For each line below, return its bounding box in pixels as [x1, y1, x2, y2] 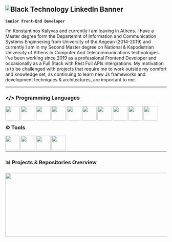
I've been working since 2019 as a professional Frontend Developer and [5, 55, 157, 61]
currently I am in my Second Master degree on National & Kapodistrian [5, 44, 154, 50]
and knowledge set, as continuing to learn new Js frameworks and [5, 71, 146, 77]
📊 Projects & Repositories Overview [5, 159, 97, 166]
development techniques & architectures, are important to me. [5, 76, 136, 82]
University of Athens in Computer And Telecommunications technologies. [5, 49, 160, 55]
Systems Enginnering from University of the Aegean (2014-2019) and [5, 38, 151, 45]
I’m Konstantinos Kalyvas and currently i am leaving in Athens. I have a [5, 28, 154, 34]
